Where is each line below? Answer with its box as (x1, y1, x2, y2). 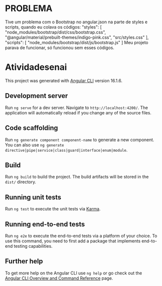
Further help (5, 257, 44, 266)
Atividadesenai (5, 62, 67, 73)
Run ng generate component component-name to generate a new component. (5, 137, 155, 143)
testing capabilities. (14, 243, 53, 249)
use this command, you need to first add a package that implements (5, 238, 141, 244)
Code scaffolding (5, 124, 58, 132)
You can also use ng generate (5, 142, 64, 148)
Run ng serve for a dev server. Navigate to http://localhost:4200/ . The (5, 105, 148, 111)
